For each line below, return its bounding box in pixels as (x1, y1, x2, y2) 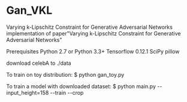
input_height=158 (6, 89, 49, 96)
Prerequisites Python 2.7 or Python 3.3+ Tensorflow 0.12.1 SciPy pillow (6, 47, 180, 55)
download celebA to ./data (6, 59, 71, 67)
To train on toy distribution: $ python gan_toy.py (6, 71, 125, 78)
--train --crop (50, 89, 84, 96)
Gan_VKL (6, 4, 53, 17)
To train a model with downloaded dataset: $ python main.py (6, 82, 156, 90)
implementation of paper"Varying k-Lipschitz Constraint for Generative (6, 29, 181, 37)
